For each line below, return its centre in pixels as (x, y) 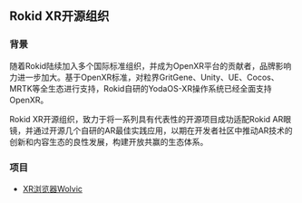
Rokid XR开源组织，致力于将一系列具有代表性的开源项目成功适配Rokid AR (146, 119)
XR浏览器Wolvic (53, 188)
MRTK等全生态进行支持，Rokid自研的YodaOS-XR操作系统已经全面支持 (141, 88)
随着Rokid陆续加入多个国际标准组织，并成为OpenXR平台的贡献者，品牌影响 (151, 65)
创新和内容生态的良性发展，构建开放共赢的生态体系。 (109, 141)
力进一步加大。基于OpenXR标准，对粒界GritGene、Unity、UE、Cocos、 (144, 77)
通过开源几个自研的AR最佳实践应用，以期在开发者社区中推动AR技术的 (163, 130)
